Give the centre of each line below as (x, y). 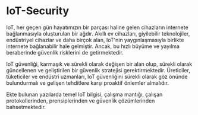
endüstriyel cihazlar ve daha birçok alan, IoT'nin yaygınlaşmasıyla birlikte (95, 40)
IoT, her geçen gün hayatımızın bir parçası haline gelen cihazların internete (97, 27)
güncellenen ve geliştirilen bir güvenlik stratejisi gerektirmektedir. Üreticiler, (98, 70)
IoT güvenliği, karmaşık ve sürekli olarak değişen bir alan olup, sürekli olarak (99, 64)
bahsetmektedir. (26, 107)
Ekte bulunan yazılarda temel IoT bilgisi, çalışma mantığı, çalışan (84, 94)
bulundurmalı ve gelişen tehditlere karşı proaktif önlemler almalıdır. (88, 83)
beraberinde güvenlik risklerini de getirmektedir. (65, 52)
